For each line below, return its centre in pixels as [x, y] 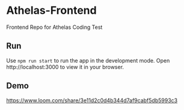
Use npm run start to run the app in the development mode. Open [88, 60]
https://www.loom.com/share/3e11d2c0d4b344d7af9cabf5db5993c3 [92, 100]
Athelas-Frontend [52, 11]
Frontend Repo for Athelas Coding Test [54, 27]
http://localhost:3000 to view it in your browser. [65, 67]
